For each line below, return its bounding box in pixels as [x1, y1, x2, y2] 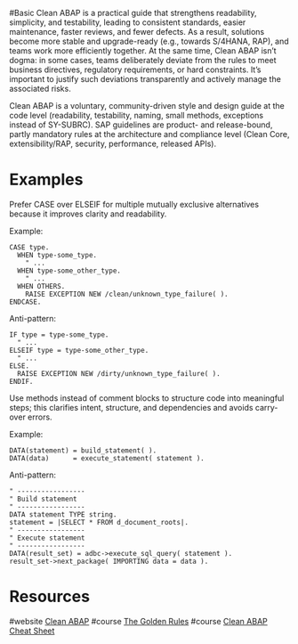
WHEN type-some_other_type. [17, 266, 122, 275]
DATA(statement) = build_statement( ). [9, 445, 157, 455]
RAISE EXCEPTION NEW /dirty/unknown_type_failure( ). [17, 369, 221, 378]
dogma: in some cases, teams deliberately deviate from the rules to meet [9, 55, 278, 65]
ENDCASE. [9, 298, 42, 306]
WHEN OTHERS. [17, 281, 66, 290]
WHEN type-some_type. [17, 250, 98, 259]
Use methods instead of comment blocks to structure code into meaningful [9, 392, 285, 404]
